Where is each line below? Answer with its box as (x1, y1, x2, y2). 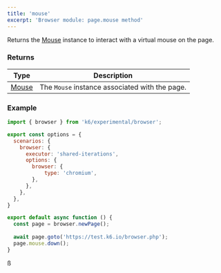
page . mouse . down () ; (13, 240, 70, 247)
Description (93, 70, 133, 80)
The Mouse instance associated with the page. (39, 82, 186, 92)
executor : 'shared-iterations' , (25, 150, 119, 158)
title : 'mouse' (7, 10, 51, 17)
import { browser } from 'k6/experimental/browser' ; (7, 119, 162, 126)
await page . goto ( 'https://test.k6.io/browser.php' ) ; (13, 234, 169, 241)
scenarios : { (13, 138, 51, 144)
